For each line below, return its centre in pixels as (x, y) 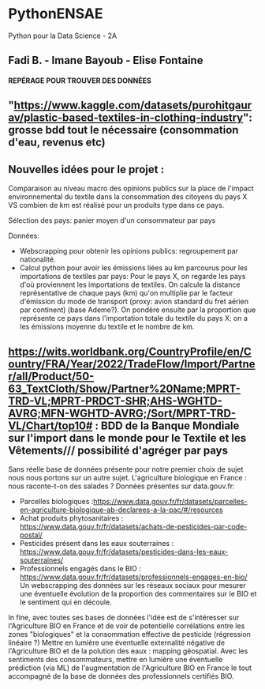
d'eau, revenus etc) (57, 143)
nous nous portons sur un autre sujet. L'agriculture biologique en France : (127, 477)
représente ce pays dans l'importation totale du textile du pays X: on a (134, 318)
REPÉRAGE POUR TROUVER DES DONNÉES (80, 81)
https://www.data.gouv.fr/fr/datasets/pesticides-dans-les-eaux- (124, 552)
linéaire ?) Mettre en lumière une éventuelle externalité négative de (117, 642)
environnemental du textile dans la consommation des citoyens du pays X (128, 197)
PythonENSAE (56, 14)
